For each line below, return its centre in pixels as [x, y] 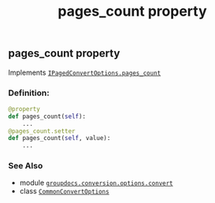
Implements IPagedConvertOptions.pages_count [85, 72]
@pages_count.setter [42, 131]
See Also [26, 166]
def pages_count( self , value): [59, 138]
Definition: [29, 93]
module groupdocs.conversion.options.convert [96, 183]
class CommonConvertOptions [64, 191]
